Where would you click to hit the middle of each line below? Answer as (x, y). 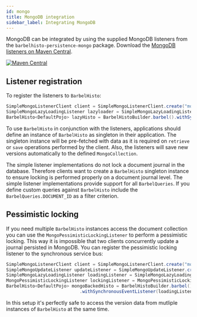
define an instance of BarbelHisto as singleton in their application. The (91, 134)
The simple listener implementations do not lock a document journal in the (96, 164)
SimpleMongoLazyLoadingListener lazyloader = (62, 112)
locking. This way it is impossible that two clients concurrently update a (92, 241)
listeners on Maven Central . (39, 52)
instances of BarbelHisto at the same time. (58, 309)
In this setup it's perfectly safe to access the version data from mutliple (92, 302)
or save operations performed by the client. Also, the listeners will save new (97, 147)
